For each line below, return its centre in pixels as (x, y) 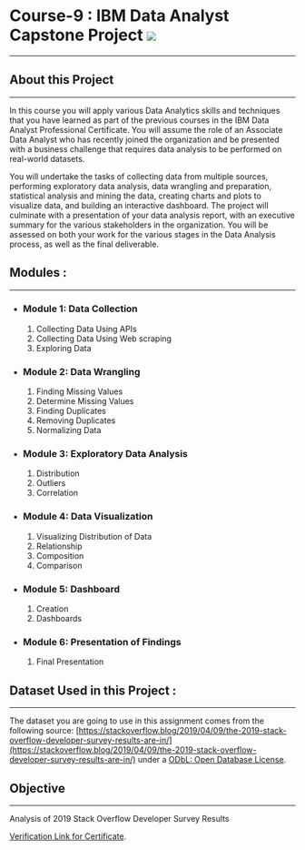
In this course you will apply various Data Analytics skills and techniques (145, 110)
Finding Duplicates (71, 411)
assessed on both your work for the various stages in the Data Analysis (143, 234)
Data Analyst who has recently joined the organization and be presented (144, 139)
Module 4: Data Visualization (88, 517)
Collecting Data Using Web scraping (104, 339)
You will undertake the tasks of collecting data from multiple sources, (139, 176)
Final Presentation (70, 662)
